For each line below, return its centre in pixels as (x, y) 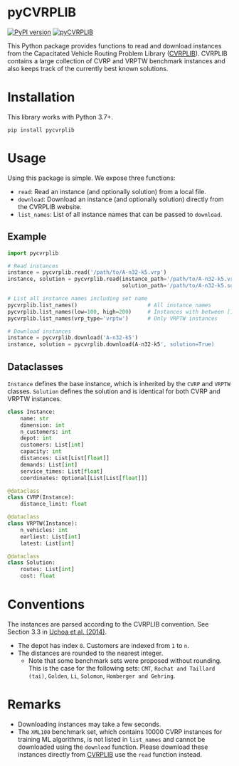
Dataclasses (36, 367)
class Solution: (31, 563)
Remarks (34, 704)
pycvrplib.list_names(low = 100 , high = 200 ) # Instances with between (116, 312)
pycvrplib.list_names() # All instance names (110, 305)
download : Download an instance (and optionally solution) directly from (121, 199)
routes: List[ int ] (47, 570)
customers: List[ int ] (52, 445)
